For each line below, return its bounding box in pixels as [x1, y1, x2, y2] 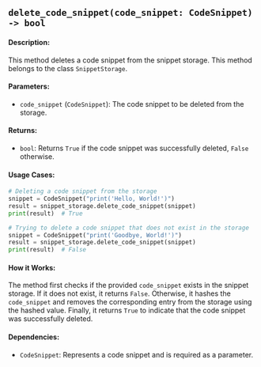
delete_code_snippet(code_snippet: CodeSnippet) [8, 7, 253, 19]
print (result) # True [8, 210, 83, 218]
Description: [8, 37, 50, 47]
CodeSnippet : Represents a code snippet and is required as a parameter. [19, 350, 254, 359]
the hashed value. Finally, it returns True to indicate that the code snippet [8, 305, 246, 316]
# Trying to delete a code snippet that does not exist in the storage [8, 224, 249, 232]
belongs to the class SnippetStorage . [8, 63, 128, 73]
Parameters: [8, 81, 50, 91]
